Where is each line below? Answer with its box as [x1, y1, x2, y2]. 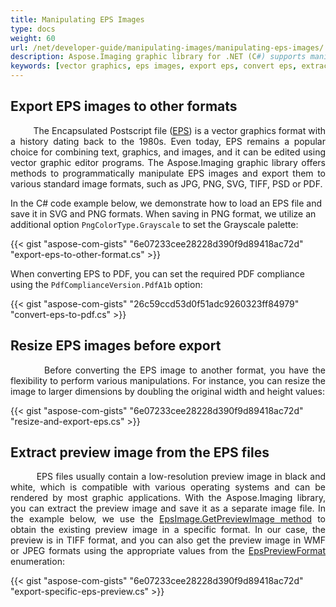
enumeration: [10, 556, 65, 568]
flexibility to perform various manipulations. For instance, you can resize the [10, 374, 326, 386]
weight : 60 [10, 33, 56, 43]
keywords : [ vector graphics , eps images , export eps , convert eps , [10, 61, 298, 71]
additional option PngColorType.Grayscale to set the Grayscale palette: [10, 218, 299, 230]
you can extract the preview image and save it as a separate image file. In [10, 502, 326, 515]
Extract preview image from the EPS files [10, 444, 270, 461]
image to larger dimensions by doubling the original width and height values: [10, 385, 325, 397]
